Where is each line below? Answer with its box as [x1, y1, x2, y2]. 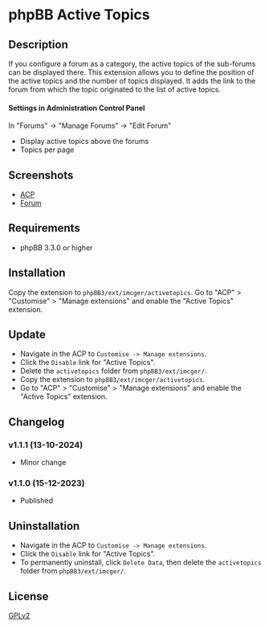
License [8, 589, 49, 603]
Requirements [8, 221, 80, 235]
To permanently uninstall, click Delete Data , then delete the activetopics [19, 557, 262, 568]
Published [19, 496, 54, 506]
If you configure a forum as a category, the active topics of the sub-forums [8, 59, 256, 68]
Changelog [8, 415, 65, 429]
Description [8, 38, 68, 51]
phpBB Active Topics [8, 6, 150, 24]
